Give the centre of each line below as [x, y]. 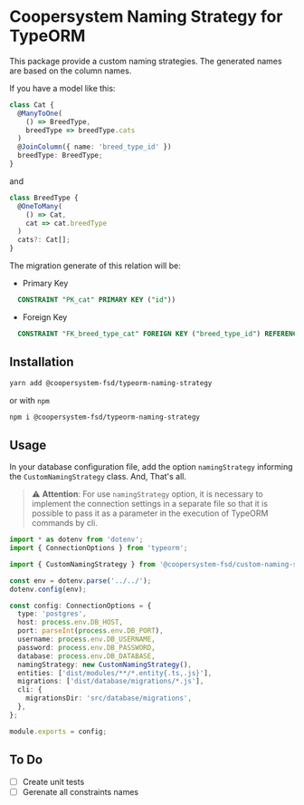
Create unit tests [53, 781]
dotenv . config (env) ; [48, 589]
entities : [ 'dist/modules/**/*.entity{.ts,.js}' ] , [115, 673]
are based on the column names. [71, 71]
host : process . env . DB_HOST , [71, 623]
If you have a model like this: [62, 88]
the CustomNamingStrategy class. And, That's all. [98, 477]
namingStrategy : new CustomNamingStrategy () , [105, 664]
